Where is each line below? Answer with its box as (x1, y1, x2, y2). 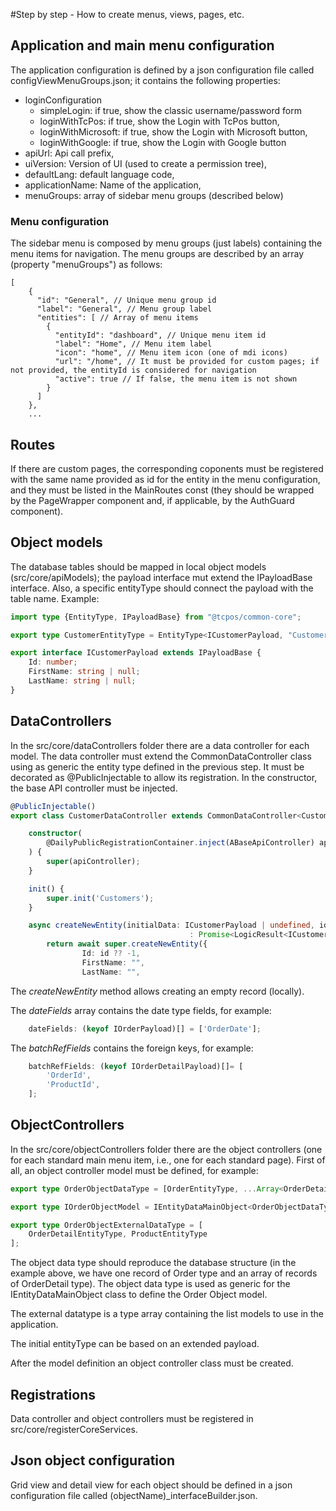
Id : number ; (28, 657, 78, 668)
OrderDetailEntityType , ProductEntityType (28, 1229, 208, 1239)
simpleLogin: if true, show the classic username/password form (39, 104, 302, 116)
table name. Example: (10, 592, 100, 604)
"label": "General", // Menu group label (36, 304, 213, 314)
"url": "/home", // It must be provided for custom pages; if (54, 357, 320, 367)
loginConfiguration (24, 94, 102, 106)
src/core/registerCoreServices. (10, 1424, 138, 1436)
